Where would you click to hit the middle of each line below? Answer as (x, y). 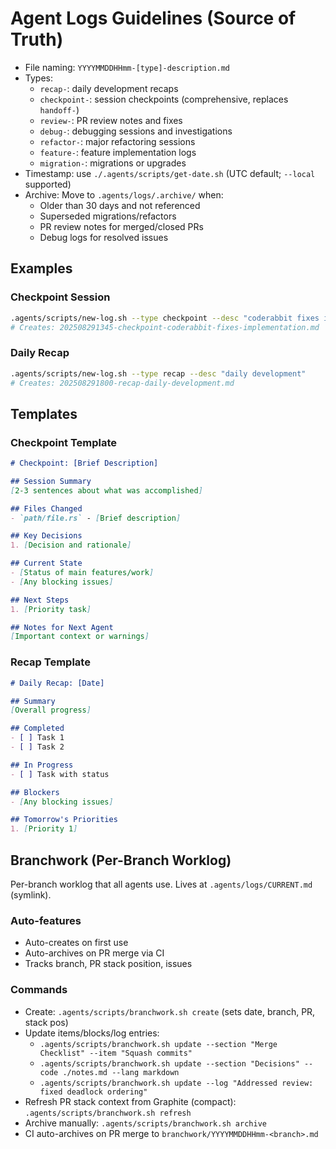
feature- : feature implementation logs (118, 152)
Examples (41, 268)
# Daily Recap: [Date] (57, 683)
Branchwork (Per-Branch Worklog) (121, 860)
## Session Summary (51, 481)
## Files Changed (46, 508)
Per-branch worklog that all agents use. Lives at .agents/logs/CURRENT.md (161, 884)
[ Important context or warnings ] (80, 637)
